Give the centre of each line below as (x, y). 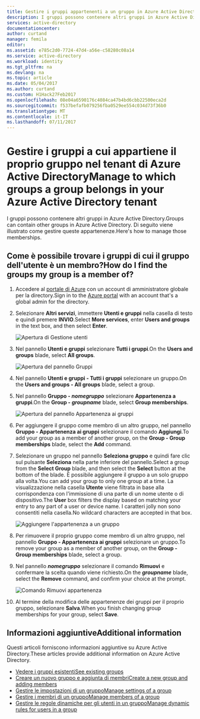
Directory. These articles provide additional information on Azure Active (93, 654)
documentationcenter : (34, 28)
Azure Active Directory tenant (82, 202)
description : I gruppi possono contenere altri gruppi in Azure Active (97, 17)
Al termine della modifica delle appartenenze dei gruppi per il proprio (100, 601)
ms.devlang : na (26, 72)
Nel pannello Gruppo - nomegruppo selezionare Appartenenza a (96, 396)
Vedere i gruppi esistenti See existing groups (69, 671)
